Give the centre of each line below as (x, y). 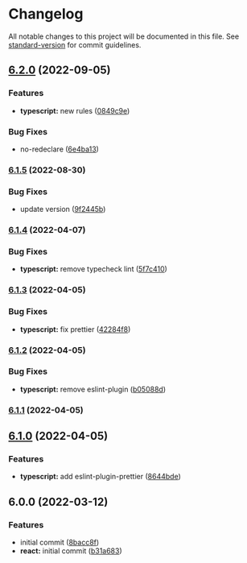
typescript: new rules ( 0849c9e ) (75, 110)
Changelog (46, 14)
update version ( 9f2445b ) (63, 209)
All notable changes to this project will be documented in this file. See (124, 36)
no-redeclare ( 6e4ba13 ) (59, 149)
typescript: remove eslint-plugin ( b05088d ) (93, 389)
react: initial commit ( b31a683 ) (71, 551)
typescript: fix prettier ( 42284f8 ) (75, 329)
